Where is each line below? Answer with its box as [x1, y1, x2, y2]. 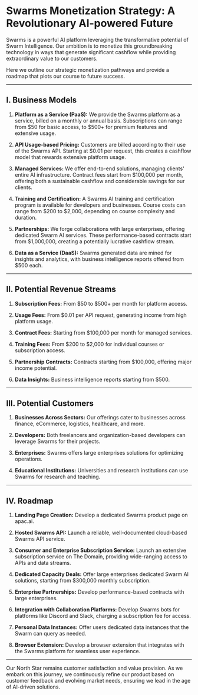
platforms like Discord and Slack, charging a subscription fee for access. [14, 613, 192, 620]
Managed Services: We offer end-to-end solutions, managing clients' [14, 165, 184, 172]
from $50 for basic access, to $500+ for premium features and [14, 123, 168, 130]
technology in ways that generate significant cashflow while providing [6, 48, 176, 55]
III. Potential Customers [6, 398, 94, 408]
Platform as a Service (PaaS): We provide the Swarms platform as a [14, 111, 181, 118]
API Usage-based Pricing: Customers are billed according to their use [14, 141, 186, 148]
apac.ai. [14, 518, 34, 525]
